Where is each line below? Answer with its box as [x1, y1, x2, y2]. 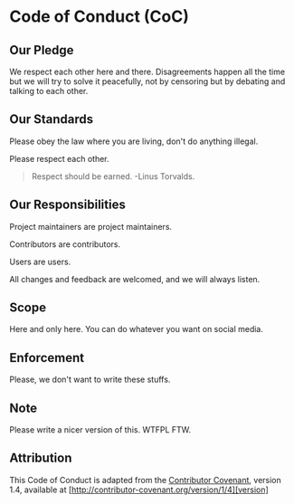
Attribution [9, 451, 72, 466]
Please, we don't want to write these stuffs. [9, 374, 171, 385]
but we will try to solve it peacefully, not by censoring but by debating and [9, 76, 286, 87]
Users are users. [9, 256, 71, 267]
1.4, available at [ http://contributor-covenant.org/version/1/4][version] [9, 484, 269, 495]
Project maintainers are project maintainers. [9, 221, 173, 232]
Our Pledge [9, 43, 74, 58]
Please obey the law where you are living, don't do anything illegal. [9, 136, 259, 147]
